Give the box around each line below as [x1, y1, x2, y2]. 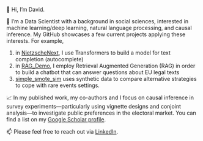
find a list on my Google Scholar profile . [6, 116, 106, 123]
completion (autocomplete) [15, 56, 84, 63]
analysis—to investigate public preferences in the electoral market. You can [6, 109, 197, 116]
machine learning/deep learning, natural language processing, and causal [6, 25, 192, 31]
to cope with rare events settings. [15, 82, 100, 89]
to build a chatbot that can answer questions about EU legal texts [15, 69, 180, 76]
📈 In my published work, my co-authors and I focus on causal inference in [6, 94, 194, 101]
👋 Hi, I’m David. [6, 6, 45, 13]
